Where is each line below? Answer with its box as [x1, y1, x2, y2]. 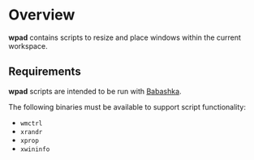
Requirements [8, 65, 81, 79]
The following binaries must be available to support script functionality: [8, 102, 246, 111]
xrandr [19, 128, 43, 136]
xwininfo [19, 145, 50, 154]
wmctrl [19, 119, 43, 128]
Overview [8, 6, 75, 24]
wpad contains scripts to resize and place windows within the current [8, 32, 242, 42]
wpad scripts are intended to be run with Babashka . [8, 86, 182, 96]
